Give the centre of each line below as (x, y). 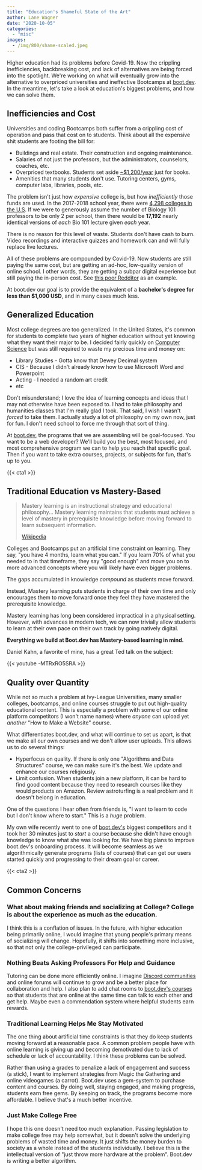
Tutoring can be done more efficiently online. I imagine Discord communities (101, 976)
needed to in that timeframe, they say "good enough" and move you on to (98, 561)
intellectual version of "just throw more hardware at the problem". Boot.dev (99, 1154)
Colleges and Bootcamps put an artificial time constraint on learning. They (99, 548)
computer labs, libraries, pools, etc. (59, 185)
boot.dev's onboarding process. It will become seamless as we (85, 846)
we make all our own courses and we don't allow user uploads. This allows (99, 741)
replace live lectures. (33, 247)
